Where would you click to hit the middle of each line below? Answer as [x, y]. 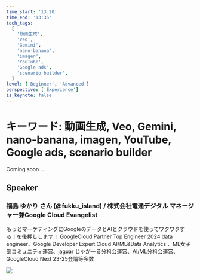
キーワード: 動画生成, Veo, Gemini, [91, 127]
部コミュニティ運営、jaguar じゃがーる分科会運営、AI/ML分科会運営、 [93, 251]
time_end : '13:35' [29, 17]
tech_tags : [20, 23]
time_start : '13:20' [32, 12]
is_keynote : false [29, 95]
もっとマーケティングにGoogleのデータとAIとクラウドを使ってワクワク [93, 229]
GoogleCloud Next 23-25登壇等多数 [50, 259]
